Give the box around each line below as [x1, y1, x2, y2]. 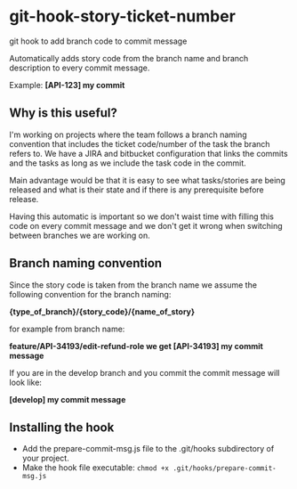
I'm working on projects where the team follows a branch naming [9, 129, 247, 140]
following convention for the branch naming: [9, 289, 172, 299]
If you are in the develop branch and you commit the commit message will [9, 367, 280, 378]
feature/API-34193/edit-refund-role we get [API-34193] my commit [9, 340, 264, 351]
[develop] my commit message [9, 394, 126, 404]
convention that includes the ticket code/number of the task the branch [9, 138, 270, 149]
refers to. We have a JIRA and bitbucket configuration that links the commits [9, 148, 288, 159]
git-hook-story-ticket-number [9, 6, 236, 27]
